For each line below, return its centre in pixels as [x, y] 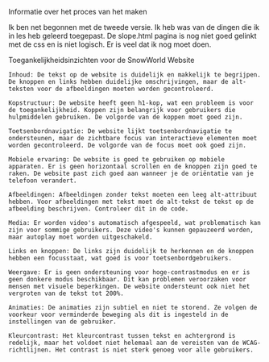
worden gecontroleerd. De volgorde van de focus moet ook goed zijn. [128, 145]
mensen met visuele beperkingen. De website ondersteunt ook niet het [129, 286]
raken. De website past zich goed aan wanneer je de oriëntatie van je [131, 173]
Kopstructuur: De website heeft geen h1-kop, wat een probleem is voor [131, 103]
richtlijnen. [30, 350]
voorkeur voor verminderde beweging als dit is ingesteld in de [118, 314]
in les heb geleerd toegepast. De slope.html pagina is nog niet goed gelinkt [132, 36]
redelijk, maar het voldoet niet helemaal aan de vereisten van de [124, 343]
